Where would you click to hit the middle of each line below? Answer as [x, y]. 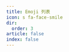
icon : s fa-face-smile [34, 17]
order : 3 [22, 28]
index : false [22, 39]
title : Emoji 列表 [28, 12]
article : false [25, 34]
